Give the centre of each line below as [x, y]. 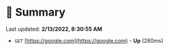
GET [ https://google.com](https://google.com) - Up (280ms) [89, 40]
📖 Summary [36, 12]
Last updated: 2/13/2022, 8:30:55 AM [54, 29]
